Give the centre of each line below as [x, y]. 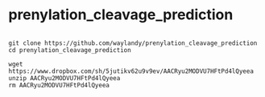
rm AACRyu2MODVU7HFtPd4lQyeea [59, 85]
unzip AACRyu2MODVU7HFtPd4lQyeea [64, 78]
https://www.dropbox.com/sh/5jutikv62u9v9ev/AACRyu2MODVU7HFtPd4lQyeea [131, 71]
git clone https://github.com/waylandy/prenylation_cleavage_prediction [133, 43]
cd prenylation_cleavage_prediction [70, 50]
